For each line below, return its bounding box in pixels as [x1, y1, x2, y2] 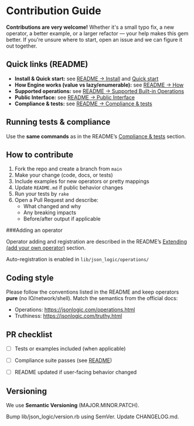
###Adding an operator [6, 227, 63, 234]
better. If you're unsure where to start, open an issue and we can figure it [6, 36, 183, 43]
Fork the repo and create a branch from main [14, 165, 122, 172]
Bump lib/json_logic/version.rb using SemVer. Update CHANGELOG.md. [6, 413, 179, 420]
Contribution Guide [6, 4, 101, 18]
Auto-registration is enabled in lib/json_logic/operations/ [6, 256, 149, 263]
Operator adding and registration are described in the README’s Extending [6, 238, 188, 245]
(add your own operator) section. [6, 244, 86, 251]
